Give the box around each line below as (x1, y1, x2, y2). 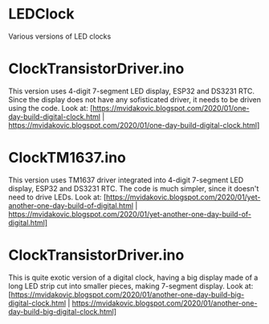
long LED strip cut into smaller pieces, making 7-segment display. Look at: (8, 281, 254, 290)
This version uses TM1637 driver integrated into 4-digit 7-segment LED (8, 174, 244, 185)
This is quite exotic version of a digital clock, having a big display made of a (8, 273, 259, 282)
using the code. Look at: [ (8, 103, 93, 113)
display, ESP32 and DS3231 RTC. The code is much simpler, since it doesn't (8, 183, 259, 193)
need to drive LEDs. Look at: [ (8, 192, 107, 202)
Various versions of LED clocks (8, 31, 112, 41)
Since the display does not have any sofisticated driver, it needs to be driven (8, 94, 262, 105)
